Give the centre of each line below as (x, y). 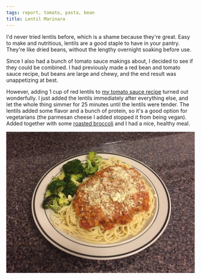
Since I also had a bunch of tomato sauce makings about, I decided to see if (100, 61)
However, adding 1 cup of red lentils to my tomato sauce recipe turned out (97, 91)
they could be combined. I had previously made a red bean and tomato (93, 67)
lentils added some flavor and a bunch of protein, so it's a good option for (97, 111)
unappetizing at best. (32, 80)
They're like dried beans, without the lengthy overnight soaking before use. (99, 49)
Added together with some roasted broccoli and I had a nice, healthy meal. (98, 123)
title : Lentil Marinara (36, 19)
